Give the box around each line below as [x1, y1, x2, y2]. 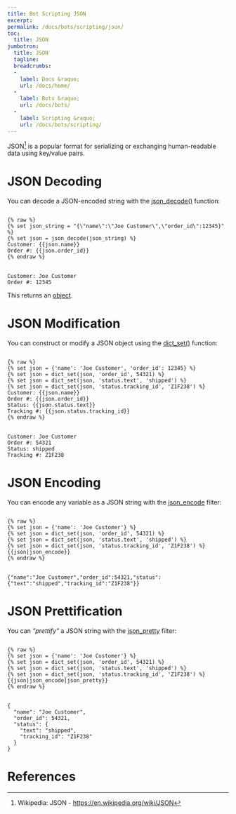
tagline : [13, 56, 39, 63]
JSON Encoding [7, 475, 101, 491]
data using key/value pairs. [7, 149, 86, 158]
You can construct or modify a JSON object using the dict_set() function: [7, 339, 218, 347]
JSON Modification [7, 316, 121, 332]
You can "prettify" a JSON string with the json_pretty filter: [7, 626, 177, 635]
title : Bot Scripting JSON [7, 10, 86, 18]
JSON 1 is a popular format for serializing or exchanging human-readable [7, 140, 216, 150]
